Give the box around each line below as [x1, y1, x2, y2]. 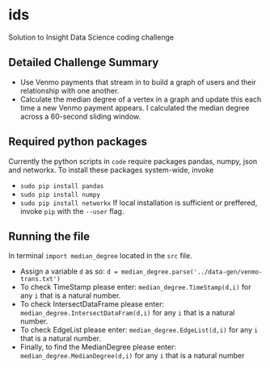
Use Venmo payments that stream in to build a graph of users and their [19, 77, 257, 86]
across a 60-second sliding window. [19, 111, 141, 121]
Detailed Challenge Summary [8, 56, 159, 69]
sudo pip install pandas [19, 182, 104, 190]
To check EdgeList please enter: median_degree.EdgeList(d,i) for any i [19, 325, 259, 335]
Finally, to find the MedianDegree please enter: [19, 342, 176, 352]
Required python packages [8, 135, 148, 148]
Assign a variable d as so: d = [19, 266, 119, 276]
